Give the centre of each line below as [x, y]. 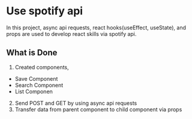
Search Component [39, 85]
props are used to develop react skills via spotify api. [71, 33]
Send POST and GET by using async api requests [76, 103]
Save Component [36, 78]
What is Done [32, 53]
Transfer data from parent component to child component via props [98, 109]
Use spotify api [44, 11]
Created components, [42, 67]
